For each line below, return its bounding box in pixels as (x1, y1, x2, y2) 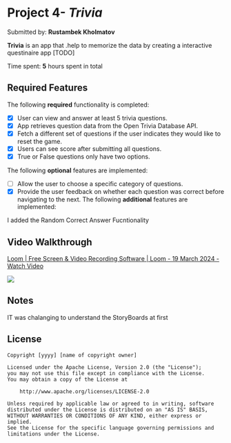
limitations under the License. (7, 431, 100, 437)
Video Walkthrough (7, 236, 92, 248)
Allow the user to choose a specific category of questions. (17, 180, 183, 188)
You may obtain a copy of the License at (7, 376, 128, 383)
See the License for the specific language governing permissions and (7, 424, 214, 431)
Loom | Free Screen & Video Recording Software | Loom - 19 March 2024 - (7, 255, 219, 262)
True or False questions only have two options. (17, 152, 150, 161)
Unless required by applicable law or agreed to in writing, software (7, 400, 214, 407)
